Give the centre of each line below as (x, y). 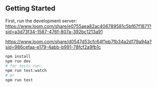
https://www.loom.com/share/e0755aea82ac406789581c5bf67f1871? (78, 26)
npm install (18, 56)
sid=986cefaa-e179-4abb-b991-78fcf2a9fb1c (53, 47)
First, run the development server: (41, 20)
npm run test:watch (26, 71)
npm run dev (18, 61)
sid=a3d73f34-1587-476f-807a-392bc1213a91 (54, 31)
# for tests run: (24, 66)
